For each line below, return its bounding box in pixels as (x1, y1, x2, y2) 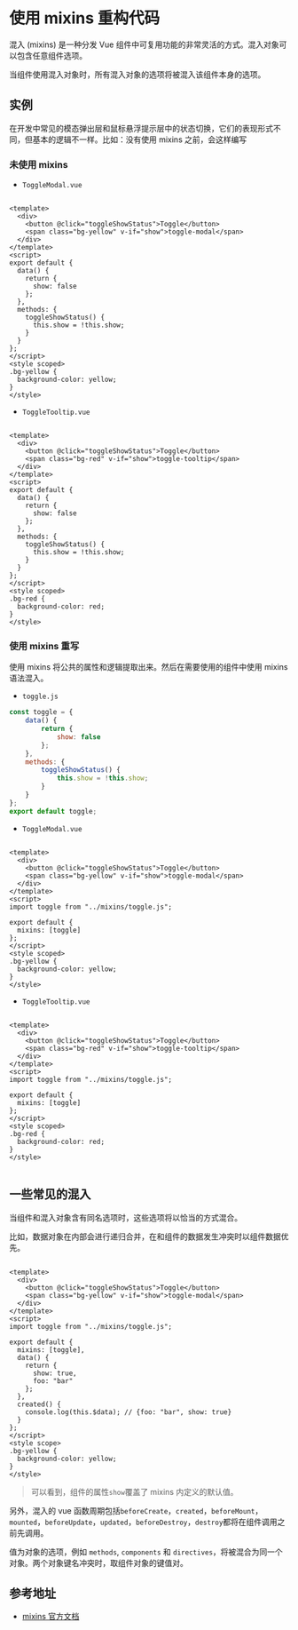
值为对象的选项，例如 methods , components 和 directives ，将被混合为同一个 (9, 1547, 284, 1557)
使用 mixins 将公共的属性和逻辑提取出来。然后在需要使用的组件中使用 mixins (9, 662, 288, 672)
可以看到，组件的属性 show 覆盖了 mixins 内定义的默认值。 (30, 1486, 239, 1497)
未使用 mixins (9, 158, 68, 171)
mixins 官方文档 (21, 1611, 80, 1622)
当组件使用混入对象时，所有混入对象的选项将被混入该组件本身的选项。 (9, 68, 266, 80)
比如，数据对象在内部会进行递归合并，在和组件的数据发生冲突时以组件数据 (9, 1231, 281, 1242)
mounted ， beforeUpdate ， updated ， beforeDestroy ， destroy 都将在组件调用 (9, 1516, 278, 1527)
